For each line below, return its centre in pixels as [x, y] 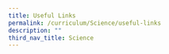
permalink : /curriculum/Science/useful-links [84, 23]
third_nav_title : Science [51, 38]
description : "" [35, 30]
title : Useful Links [42, 15]
